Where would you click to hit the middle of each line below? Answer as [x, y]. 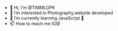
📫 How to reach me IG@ [35, 24]
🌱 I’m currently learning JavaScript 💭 [47, 18]
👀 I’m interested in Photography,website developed [61, 13]
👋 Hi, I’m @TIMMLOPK [32, 8]
